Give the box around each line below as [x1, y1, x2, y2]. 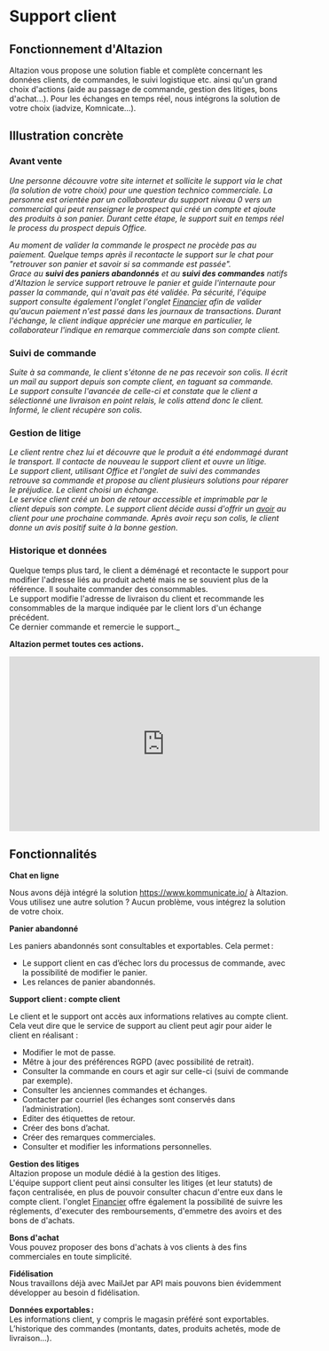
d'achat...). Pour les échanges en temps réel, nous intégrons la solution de [9, 93, 281, 104]
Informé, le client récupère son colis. [9, 404, 143, 415]
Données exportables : [9, 1305, 95, 1315]
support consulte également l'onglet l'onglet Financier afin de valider [9, 296, 262, 307]
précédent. [9, 612, 50, 622]
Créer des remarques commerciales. [21, 1132, 156, 1142]
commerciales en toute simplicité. [9, 1252, 132, 1262]
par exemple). [21, 1076, 74, 1086]
